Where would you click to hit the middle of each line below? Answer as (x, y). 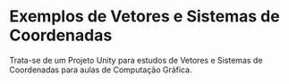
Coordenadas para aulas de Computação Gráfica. (101, 70)
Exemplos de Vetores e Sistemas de (144, 17)
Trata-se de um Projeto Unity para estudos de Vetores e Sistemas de (136, 60)
